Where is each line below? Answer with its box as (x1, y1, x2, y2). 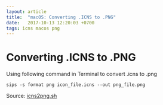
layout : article (6, 8, 47, 15)
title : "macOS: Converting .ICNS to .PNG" (6, 14, 116, 20)
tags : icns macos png (6, 25, 60, 31)
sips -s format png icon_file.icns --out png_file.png (6, 82, 146, 88)
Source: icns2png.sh (6, 93, 57, 100)
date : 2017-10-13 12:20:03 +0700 (6, 20, 95, 26)
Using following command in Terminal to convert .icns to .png (6, 71, 157, 78)
